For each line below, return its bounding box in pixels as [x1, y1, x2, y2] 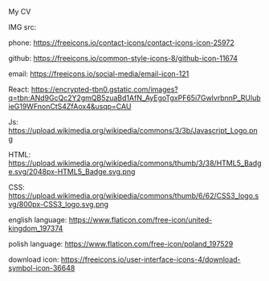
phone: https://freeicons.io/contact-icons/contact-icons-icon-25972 [8, 38, 234, 47]
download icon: [8, 255, 59, 264]
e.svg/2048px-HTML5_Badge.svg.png [8, 167, 136, 176]
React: [8, 84, 30, 94]
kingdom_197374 [8, 224, 63, 233]
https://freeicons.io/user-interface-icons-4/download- [60, 255, 241, 264]
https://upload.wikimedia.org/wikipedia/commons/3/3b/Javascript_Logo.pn [8, 126, 259, 135]
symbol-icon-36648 [8, 263, 75, 272]
